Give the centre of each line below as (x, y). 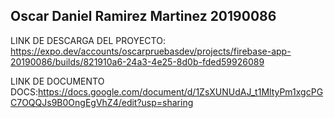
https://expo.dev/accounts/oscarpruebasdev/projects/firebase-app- (151, 51)
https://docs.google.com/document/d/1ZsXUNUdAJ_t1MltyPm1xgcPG (181, 91)
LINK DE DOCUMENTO (57, 81)
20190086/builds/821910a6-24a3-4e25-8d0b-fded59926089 (137, 61)
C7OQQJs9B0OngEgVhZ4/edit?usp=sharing (102, 102)
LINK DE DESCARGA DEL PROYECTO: (88, 40)
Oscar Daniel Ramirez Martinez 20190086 (143, 16)
